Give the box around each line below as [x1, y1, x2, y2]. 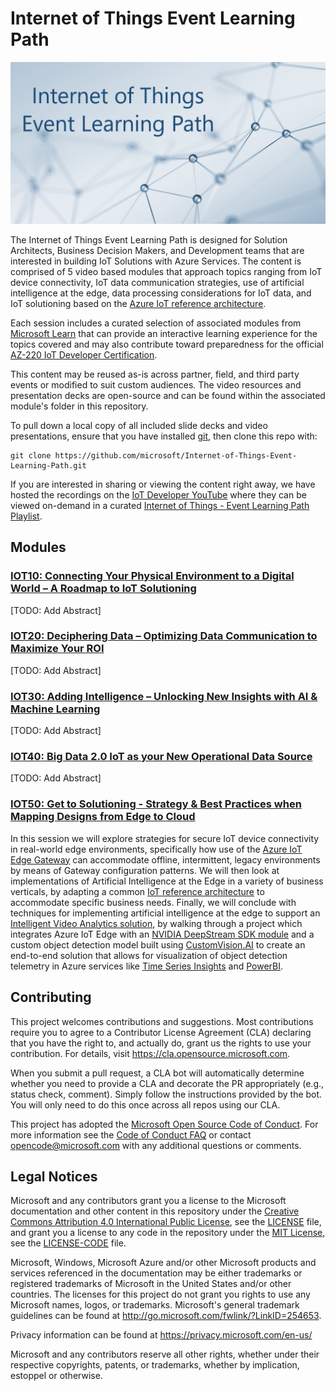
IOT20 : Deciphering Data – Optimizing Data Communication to [10, 629, 318, 643]
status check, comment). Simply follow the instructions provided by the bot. [10, 1088, 323, 1100]
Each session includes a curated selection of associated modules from [10, 317, 302, 329]
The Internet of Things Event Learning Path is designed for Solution [10, 233, 288, 246]
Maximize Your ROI [10, 642, 105, 656]
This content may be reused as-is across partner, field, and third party [10, 368, 300, 380]
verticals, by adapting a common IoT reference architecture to [10, 885, 265, 897]
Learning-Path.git [10, 460, 87, 471]
